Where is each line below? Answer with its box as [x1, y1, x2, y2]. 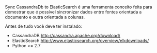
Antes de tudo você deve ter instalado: [5, 23, 82, 29]
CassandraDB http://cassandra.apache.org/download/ [12, 33, 121, 38]
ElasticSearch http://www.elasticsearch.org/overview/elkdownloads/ [12, 38, 149, 43]
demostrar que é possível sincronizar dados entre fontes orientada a [5, 9, 142, 15]
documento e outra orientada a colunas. [5, 14, 85, 20]
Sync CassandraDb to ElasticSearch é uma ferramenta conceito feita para [5, 4, 153, 10]
